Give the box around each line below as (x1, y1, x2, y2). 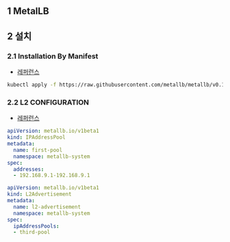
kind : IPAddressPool (7, 134, 66, 141)
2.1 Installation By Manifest (7, 51, 99, 61)
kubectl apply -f (7, 81, 57, 88)
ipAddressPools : (13, 222, 60, 230)
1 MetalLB (7, 5, 49, 17)
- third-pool (13, 229, 51, 236)
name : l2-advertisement (13, 203, 81, 211)
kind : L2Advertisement (7, 191, 72, 198)
